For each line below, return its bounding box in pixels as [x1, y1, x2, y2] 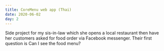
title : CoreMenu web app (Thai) [5, 7, 72, 12]
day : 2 [5, 16, 19, 21]
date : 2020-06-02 [5, 12, 41, 17]
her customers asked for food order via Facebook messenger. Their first [5, 35, 152, 41]
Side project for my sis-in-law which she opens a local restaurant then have [5, 30, 159, 36]
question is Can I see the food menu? [5, 41, 81, 47]
